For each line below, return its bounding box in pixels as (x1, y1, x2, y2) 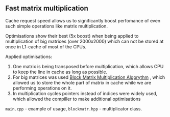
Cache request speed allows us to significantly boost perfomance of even (5, 17, 161, 23)
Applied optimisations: (5, 53, 53, 60)
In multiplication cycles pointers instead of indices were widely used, (12, 90, 158, 96)
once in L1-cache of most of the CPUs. (5, 43, 87, 50)
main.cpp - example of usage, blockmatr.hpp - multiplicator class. (5, 105, 142, 111)
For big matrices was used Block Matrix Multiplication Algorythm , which (12, 74, 165, 80)
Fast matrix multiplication (5, 4, 88, 13)
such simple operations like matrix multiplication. (5, 23, 108, 29)
